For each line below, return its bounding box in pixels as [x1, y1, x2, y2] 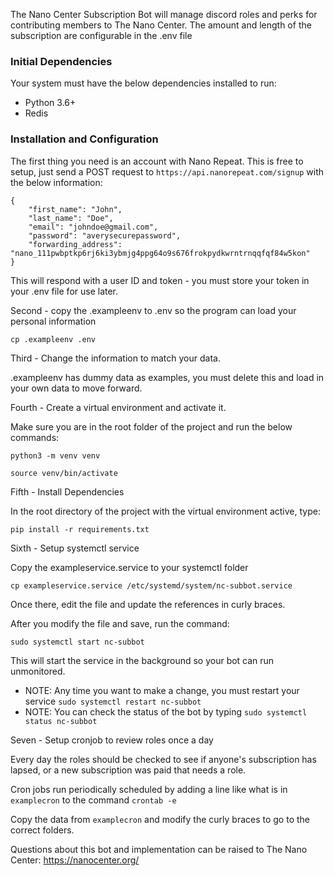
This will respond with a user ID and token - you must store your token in [10, 274, 310, 286]
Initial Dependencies [10, 54, 113, 68]
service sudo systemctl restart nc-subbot [24, 695, 202, 707]
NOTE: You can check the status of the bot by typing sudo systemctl [24, 705, 308, 718]
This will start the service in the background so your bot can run [10, 654, 275, 666]
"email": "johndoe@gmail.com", [28, 222, 159, 232]
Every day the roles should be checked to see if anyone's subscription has [10, 753, 317, 765]
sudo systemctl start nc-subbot [10, 637, 145, 647]
